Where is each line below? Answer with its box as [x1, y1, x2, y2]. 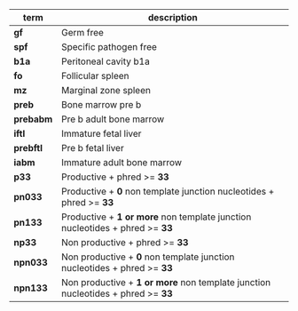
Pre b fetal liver [60, 142, 124, 154]
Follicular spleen [60, 70, 130, 82]
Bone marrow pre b [60, 99, 142, 110]
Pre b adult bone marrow [60, 113, 165, 125]
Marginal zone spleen [60, 84, 151, 96]
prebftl [13, 142, 43, 154]
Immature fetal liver [60, 128, 142, 140]
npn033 [13, 257, 49, 268]
